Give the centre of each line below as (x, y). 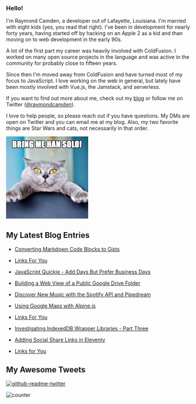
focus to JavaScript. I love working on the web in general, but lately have (93, 81)
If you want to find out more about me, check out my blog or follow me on (94, 98)
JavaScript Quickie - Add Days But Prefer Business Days (83, 272)
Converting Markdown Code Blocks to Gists (67, 249)
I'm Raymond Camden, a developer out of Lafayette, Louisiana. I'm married (96, 21)
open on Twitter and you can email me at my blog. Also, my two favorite (92, 122)
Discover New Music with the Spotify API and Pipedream (83, 295)
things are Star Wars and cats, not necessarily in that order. (77, 128)
